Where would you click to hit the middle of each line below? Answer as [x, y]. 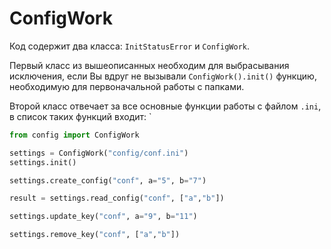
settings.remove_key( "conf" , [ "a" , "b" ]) [95, 235]
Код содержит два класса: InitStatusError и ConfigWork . [129, 46]
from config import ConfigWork [74, 135]
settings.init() [43, 162]
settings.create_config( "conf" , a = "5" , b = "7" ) [108, 180]
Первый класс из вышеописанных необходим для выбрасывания [149, 65]
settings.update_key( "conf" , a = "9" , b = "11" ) [103, 217]
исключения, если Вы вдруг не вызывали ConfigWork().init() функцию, [163, 76]
